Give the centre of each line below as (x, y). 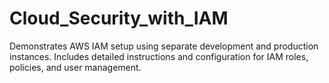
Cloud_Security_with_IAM (119, 18)
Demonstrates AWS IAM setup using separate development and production (164, 46)
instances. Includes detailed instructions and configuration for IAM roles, (159, 56)
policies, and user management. (75, 67)
